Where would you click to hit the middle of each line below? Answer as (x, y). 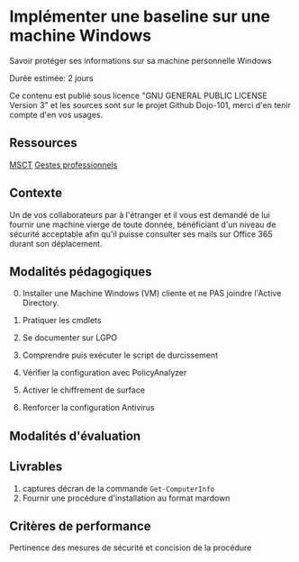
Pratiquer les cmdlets (62, 321)
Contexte (36, 193)
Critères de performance (80, 526)
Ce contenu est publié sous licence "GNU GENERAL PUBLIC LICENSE (138, 95)
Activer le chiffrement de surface (84, 390)
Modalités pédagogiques (81, 272)
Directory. (41, 303)
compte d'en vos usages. (56, 114)
